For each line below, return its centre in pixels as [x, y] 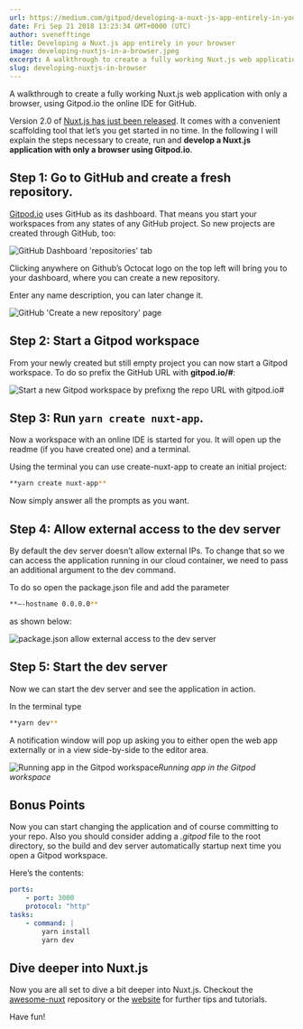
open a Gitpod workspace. [59, 856]
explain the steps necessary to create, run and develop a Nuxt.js [130, 140]
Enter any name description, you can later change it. [106, 295]
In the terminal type [46, 706]
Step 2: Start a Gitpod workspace [105, 341]
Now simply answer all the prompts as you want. [99, 501]
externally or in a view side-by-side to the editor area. [109, 749]
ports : [22, 890]
